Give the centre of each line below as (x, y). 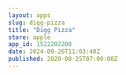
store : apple (30, 37)
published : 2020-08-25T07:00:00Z (63, 59)
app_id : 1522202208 (40, 45)
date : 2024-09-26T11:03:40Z (54, 52)
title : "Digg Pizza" (42, 30)
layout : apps (30, 15)
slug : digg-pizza (37, 23)
